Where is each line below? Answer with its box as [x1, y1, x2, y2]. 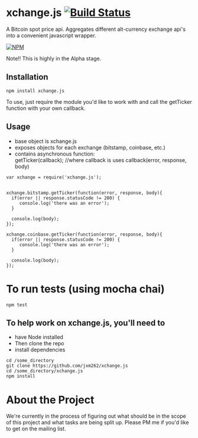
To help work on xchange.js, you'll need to [6, 318, 165, 328]
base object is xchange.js [14, 137, 77, 145]
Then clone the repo [14, 340, 64, 347]
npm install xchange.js [6, 88, 65, 94]
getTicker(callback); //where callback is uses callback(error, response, [14, 156, 187, 163]
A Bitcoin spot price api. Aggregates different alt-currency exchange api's [6, 26, 186, 33]
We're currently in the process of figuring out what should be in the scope [6, 412, 186, 420]
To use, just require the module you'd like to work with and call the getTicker [6, 98, 192, 105]
